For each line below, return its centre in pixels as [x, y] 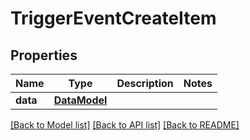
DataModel [80, 100]
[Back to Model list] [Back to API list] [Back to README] [125, 125]
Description [145, 83]
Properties [44, 55]
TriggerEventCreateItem [113, 18]
